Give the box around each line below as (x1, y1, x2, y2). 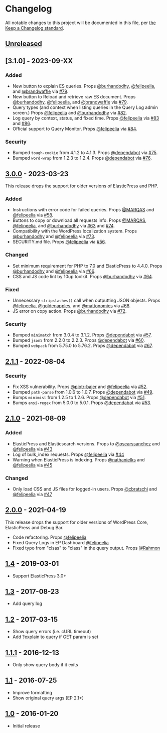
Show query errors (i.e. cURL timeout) (12, 629, 91, 635)
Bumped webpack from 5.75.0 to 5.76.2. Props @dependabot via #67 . (12, 342, 153, 349)
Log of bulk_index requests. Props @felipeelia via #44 (12, 451, 124, 457)
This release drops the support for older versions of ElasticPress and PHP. (5, 183, 159, 189)
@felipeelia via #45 (12, 462, 53, 468)
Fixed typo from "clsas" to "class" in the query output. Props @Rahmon (12, 545, 160, 551)
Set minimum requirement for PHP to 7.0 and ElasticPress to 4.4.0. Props (12, 263, 162, 269)
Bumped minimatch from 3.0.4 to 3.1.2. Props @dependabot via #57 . (12, 332, 152, 338)
